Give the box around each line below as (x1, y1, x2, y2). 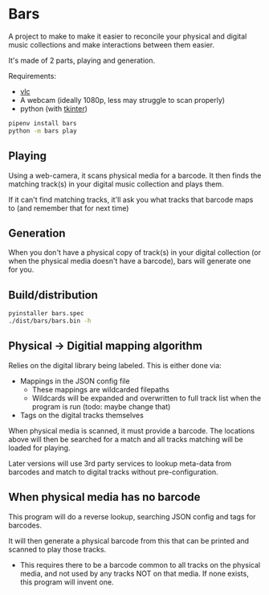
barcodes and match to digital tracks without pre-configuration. (8, 467, 218, 477)
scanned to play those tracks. (8, 544, 107, 554)
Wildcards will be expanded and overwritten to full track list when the (31, 393, 262, 403)
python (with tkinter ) (19, 104, 88, 113)
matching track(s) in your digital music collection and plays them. (8, 178, 224, 189)
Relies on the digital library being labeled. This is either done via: (8, 360, 222, 370)
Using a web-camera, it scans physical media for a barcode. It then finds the (8, 170, 262, 180)
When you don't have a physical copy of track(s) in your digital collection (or (8, 248, 261, 257)
